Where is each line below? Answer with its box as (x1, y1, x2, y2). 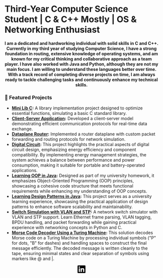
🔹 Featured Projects (4, 94, 52, 101)
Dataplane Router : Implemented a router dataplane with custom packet (11, 131, 156, 137)
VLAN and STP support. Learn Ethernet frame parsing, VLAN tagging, (11, 214, 152, 220)
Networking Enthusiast (4, 24, 100, 35)
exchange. (11, 126, 33, 132)
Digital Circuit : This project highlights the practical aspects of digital (11, 142, 149, 148)
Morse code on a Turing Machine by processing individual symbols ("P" (11, 235, 156, 241)
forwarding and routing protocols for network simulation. (11, 136, 126, 142)
